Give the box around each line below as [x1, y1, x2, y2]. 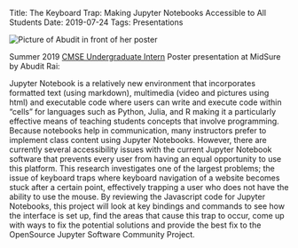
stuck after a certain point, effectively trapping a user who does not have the [9, 182, 289, 192]
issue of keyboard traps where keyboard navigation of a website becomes [9, 172, 280, 183]
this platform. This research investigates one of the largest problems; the [9, 164, 275, 173]
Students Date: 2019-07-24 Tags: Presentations [9, 17, 184, 28]
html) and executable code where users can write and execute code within [9, 97, 282, 108]
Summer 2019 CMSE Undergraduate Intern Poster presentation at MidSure [9, 52, 281, 61]
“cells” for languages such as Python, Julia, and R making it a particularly [9, 107, 277, 116]
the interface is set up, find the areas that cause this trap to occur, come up [9, 211, 286, 220]
